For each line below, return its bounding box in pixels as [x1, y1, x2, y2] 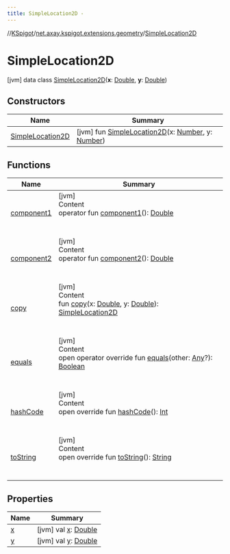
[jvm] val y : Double [36, 536, 98, 545]
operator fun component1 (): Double [57, 208, 174, 218]
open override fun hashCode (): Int [57, 407, 168, 417]
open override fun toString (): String [57, 453, 172, 462]
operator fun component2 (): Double [57, 254, 174, 263]
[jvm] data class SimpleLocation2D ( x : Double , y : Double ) [7, 75, 168, 84]
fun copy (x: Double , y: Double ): [57, 299, 159, 309]
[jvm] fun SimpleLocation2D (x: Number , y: [76, 128, 213, 137]
